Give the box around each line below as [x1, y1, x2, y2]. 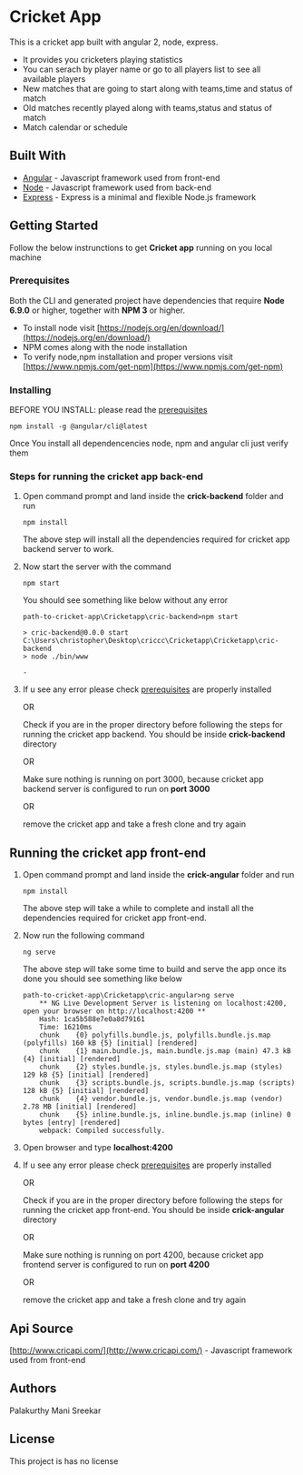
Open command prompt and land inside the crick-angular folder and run [22, 869, 295, 880]
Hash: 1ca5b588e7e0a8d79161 [39, 1015, 145, 1024]
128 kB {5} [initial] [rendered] [22, 1087, 150, 1096]
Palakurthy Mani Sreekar [9, 1405, 102, 1416]
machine [9, 252, 43, 263]
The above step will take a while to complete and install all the [22, 903, 254, 914]
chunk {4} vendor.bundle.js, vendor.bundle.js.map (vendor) [39, 1094, 283, 1104]
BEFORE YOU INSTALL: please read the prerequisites [9, 405, 208, 416]
